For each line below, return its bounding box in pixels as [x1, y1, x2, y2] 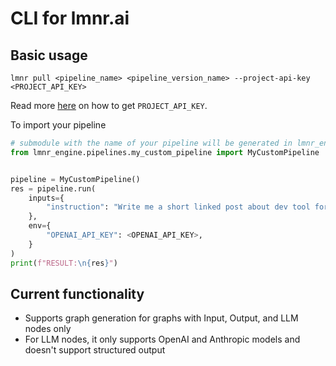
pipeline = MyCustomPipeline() [10, 174, 141, 184]
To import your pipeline [10, 119, 107, 131]
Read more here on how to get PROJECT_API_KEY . [10, 100, 208, 111]
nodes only [24, 323, 72, 335]
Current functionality [10, 285, 145, 302]
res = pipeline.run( [10, 183, 97, 194]
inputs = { [28, 193, 65, 203]
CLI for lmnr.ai [10, 7, 130, 30]
